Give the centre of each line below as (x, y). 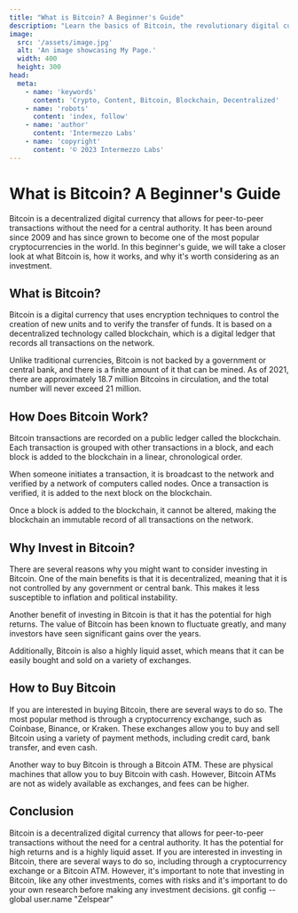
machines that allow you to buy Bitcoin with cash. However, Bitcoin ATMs (143, 773)
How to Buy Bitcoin (63, 689)
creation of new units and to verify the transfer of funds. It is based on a (141, 324)
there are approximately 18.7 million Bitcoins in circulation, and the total (139, 380)
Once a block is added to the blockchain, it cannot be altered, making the (143, 510)
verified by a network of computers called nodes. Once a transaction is (139, 484)
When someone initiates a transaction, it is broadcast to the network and (142, 474)
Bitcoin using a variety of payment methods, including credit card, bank (140, 738)
